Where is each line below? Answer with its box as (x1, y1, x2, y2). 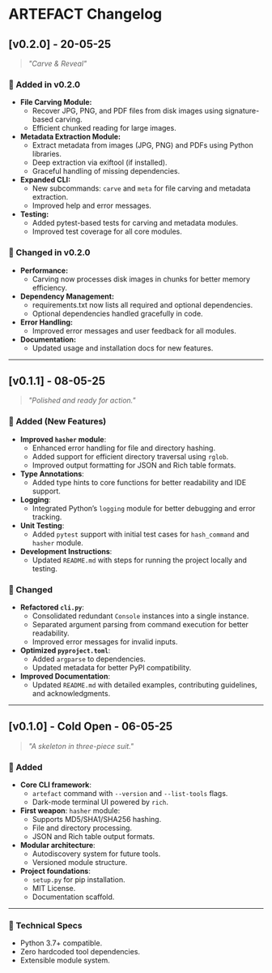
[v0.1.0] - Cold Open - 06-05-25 (8, 720, 173, 734)
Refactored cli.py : (19, 602, 85, 612)
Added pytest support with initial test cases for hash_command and (32, 529, 249, 539)
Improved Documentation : (19, 671, 111, 681)
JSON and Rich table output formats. (32, 832, 155, 842)
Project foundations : (19, 866, 91, 876)
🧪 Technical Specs (8, 920, 83, 932)
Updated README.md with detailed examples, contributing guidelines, (32, 680, 257, 690)
